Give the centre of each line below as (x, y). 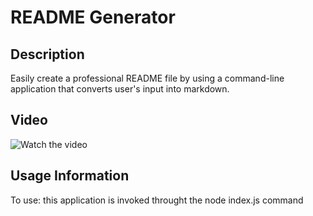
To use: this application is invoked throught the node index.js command (157, 200)
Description (47, 54)
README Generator (93, 17)
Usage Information (70, 176)
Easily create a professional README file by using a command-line (147, 78)
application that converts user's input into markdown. (120, 89)
